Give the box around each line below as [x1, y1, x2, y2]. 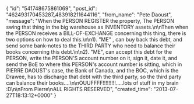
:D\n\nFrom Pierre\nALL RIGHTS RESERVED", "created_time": [6, 86, 153, 92]
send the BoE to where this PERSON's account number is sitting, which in [6, 61, 182, 68]
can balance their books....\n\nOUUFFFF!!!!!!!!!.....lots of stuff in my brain [6, 79, 179, 86]
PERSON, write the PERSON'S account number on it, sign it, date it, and [6, 55, 178, 61]
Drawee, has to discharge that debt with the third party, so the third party [6, 73, 182, 80]
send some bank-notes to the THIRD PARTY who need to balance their [6, 42, 176, 49]
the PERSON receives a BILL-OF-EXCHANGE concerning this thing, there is [6, 30, 186, 37]
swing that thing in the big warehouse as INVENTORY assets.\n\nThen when [6, 23, 189, 30]
